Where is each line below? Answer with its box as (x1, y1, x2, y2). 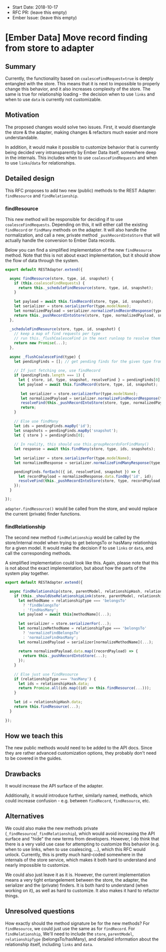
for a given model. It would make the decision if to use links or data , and (5, 545, 153, 551)
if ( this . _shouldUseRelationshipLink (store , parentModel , (14, 593, 136, 599)
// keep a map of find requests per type (14, 332, 100, 336)
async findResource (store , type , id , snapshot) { (9, 276, 114, 281)
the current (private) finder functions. (5, 510, 81, 517)
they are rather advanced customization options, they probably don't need (5, 750, 157, 756)
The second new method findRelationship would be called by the (5, 535, 140, 541)
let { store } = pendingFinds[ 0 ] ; (14, 433, 85, 438)
